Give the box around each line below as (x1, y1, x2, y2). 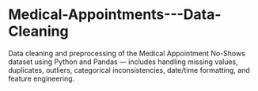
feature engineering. (8, 74, 75, 83)
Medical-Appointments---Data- (8, 6, 222, 24)
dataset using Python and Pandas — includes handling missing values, (8, 57, 239, 66)
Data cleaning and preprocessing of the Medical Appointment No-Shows (8, 48, 245, 58)
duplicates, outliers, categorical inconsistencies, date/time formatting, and (8, 65, 251, 74)
